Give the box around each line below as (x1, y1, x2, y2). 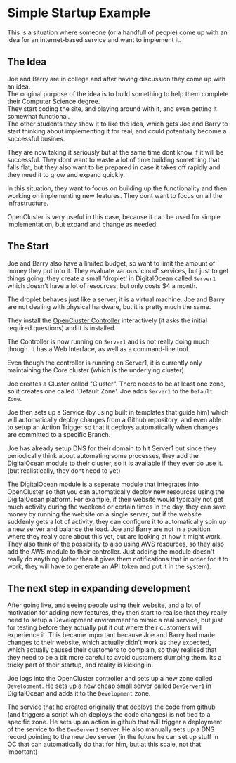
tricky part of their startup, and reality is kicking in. (7, 660, 154, 669)
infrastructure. (7, 199, 49, 207)
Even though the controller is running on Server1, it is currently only (7, 358, 202, 367)
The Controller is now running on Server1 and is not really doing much (7, 337, 210, 346)
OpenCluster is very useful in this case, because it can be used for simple (7, 212, 221, 221)
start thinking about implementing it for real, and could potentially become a (7, 126, 227, 135)
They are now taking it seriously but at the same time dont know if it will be (7, 148, 224, 156)
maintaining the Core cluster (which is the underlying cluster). (7, 365, 186, 374)
